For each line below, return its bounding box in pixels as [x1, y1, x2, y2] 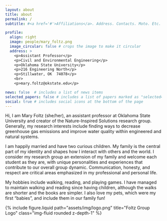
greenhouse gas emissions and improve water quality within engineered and [5, 129, 162, 135]
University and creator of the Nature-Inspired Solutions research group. [5, 118, 152, 124]
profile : [5, 30, 23, 35]
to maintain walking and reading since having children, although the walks [5, 185, 157, 191]
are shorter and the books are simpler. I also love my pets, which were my [5, 190, 156, 196]
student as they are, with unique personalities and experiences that [5, 159, 143, 165]
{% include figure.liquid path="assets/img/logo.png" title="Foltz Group [5, 205, 150, 211]
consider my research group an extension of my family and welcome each [5, 154, 157, 160]
